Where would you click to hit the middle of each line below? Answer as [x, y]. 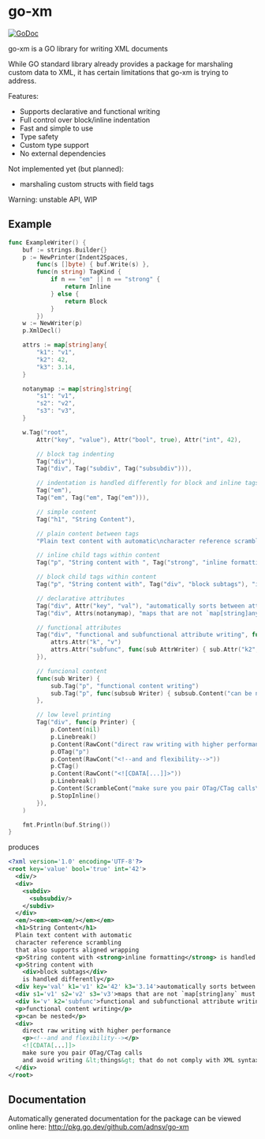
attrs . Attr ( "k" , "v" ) [86, 642]
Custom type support [54, 145]
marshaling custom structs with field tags [87, 184]
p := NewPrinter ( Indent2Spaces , [75, 257]
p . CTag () [65, 766]
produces [24, 847]
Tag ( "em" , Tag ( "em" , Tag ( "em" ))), [93, 498]
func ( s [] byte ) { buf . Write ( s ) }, [93, 265]
